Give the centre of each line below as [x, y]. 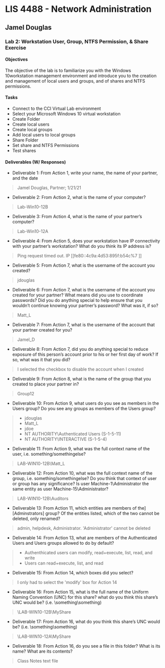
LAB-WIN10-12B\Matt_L [41, 464]
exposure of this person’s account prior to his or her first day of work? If [85, 354]
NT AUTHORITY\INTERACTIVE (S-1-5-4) [66, 439]
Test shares [24, 150]
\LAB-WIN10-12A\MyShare [44, 636]
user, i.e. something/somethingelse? [49, 454]
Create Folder [26, 119]
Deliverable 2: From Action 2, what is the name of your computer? [79, 197]
